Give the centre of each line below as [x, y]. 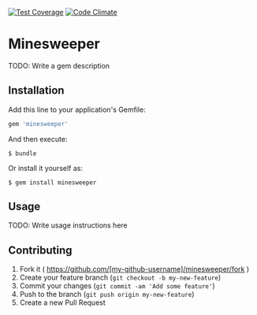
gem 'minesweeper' [38, 124]
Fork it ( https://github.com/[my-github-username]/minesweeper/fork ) [134, 269]
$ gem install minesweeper [52, 182]
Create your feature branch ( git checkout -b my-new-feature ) [120, 278]
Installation [36, 91]
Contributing [40, 250]
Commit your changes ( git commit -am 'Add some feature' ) [117, 286]
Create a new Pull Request [63, 302]
